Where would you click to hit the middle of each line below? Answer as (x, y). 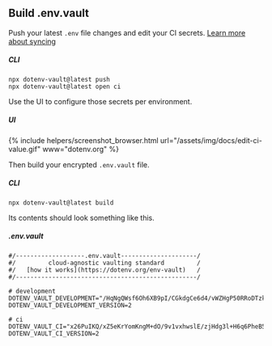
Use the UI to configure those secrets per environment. (100, 101)
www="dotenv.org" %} (81, 149)
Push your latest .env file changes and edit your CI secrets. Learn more (127, 32)
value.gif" (25, 149)
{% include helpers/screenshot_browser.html (84, 140)
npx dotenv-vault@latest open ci (65, 86)
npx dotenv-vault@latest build (61, 203)
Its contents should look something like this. (82, 217)
